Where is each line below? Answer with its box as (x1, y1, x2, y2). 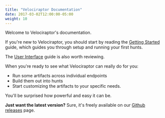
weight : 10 (5, 16, 27, 21)
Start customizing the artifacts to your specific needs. (12, 83, 121, 89)
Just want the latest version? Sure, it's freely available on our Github (5, 102, 146, 108)
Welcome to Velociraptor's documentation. (5, 30, 92, 36)
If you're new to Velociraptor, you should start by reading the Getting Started (5, 39, 160, 45)
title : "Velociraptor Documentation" (5, 7, 82, 12)
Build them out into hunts (12, 78, 63, 84)
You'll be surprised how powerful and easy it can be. (5, 93, 112, 98)
